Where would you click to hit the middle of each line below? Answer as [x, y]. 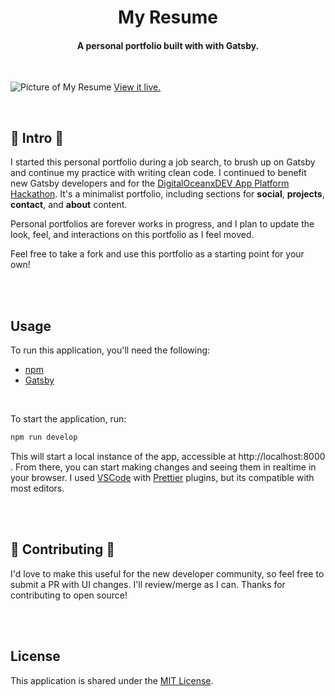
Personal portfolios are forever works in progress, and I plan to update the [162, 224]
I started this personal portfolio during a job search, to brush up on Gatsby [163, 162]
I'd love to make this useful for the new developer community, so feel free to [167, 573]
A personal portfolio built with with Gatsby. [168, 45]
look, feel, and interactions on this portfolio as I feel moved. [132, 235]
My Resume [168, 17]
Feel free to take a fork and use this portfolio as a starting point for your [157, 254]
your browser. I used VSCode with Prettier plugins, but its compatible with [162, 477]
